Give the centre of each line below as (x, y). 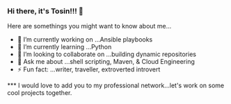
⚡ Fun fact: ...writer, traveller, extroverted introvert (89, 69)
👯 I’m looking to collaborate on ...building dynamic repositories (107, 54)
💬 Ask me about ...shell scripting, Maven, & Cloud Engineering (106, 62)
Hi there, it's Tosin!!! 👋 (45, 11)
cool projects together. (40, 93)
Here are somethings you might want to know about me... (89, 26)
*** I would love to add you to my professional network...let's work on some (116, 85)
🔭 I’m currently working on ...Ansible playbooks (85, 40)
